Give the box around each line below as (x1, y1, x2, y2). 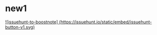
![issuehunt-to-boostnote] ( (5, 19, 61, 25)
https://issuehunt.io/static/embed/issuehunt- (60, 19, 152, 25)
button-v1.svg (5, 24, 34, 30)
